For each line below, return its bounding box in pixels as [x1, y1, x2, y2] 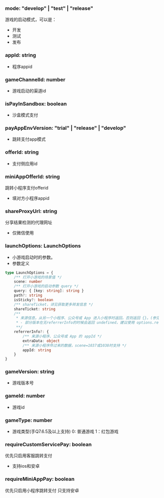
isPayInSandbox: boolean [5, 100, 67, 107]
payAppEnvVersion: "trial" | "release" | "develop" [5, 125, 126, 132]
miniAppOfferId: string [5, 173, 60, 180]
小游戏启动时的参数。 [12, 254, 55, 260]
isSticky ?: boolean [14, 297, 54, 302]
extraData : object [22, 338, 60, 343]
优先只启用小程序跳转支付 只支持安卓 [5, 487, 79, 493]
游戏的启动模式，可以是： [5, 17, 57, 23]
